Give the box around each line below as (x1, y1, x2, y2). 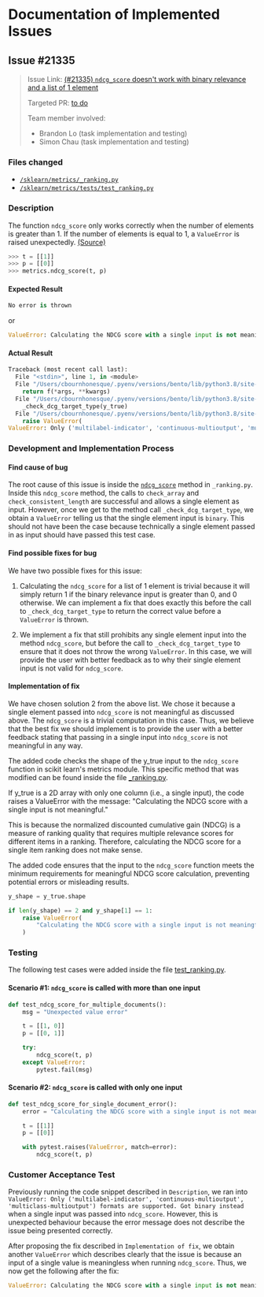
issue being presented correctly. (8, 1226, 113, 1236)
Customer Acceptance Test (8, 1169, 115, 1180)
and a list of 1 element (27, 83, 99, 92)
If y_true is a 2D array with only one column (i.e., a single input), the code (8, 788, 245, 797)
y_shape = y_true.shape (8, 892, 86, 900)
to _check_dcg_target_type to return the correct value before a (19, 606, 222, 615)
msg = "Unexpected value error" (22, 1008, 128, 1016)
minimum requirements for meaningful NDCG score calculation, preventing (8, 868, 250, 878)
